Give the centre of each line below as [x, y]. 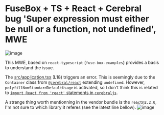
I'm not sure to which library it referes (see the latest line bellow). [70, 107]
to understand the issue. [30, 67]
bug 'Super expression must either [77, 19]
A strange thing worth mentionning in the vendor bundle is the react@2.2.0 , [81, 102]
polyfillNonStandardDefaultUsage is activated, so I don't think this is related [82, 87]
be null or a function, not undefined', [81, 29]
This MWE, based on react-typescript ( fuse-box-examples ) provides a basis [82, 62]
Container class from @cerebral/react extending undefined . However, [75, 82]
